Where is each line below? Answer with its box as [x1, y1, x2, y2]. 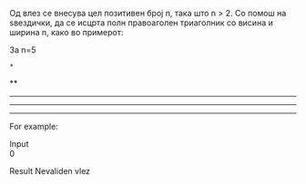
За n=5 [9, 44, 36, 55]
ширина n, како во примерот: [9, 27, 124, 37]
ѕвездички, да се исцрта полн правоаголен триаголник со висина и [9, 17, 273, 28]
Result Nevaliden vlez [9, 166, 91, 176]
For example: [9, 121, 59, 131]
